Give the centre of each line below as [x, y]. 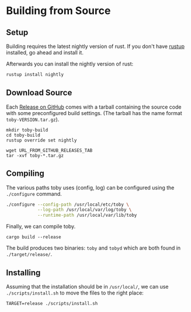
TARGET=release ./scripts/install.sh [52, 303]
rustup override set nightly [41, 140]
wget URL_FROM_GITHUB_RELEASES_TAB [49, 150]
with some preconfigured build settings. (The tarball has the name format [94, 113]
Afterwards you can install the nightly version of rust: [70, 64]
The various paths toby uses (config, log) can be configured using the [90, 188]
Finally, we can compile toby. [41, 227]
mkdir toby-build [27, 130]
